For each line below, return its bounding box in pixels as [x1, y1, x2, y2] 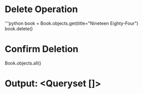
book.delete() [5, 25, 33, 31]
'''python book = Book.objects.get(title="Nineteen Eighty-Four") [5, 20, 138, 26]
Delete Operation [5, 4, 78, 15]
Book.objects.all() [5, 60, 42, 66]
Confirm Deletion [5, 43, 79, 55]
